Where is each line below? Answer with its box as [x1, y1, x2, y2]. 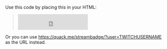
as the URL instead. [5, 39, 46, 45]
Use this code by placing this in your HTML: [5, 4, 97, 10]
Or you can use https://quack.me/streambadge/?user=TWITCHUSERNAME [5, 34, 162, 39]
